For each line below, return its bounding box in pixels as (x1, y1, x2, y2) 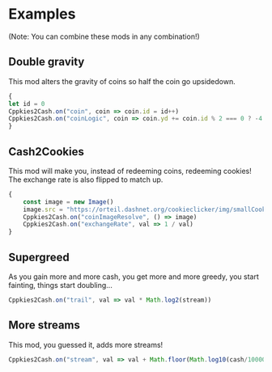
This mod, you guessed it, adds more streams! (8, 340, 164, 349)
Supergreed (8, 250, 70, 264)
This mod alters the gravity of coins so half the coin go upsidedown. (8, 76, 236, 86)
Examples (8, 5, 76, 23)
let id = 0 (8, 99, 45, 108)
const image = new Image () (23, 197, 114, 206)
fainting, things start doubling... (8, 281, 113, 290)
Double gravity (8, 55, 85, 69)
